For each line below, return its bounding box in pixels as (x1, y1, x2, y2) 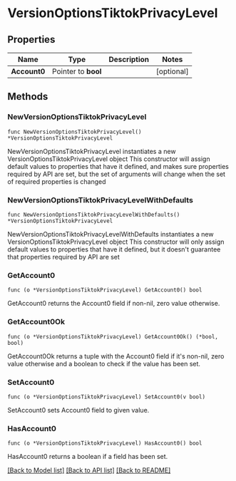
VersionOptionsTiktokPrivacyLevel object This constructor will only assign (7, 237, 225, 246)
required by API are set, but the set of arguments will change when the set (7, 170, 226, 178)
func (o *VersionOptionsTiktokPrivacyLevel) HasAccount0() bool (7, 440, 202, 447)
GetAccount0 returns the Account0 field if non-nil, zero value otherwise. (7, 299, 220, 308)
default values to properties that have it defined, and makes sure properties (7, 162, 230, 170)
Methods (7, 90, 48, 103)
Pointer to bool (52, 66, 102, 76)
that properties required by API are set (7, 252, 120, 261)
